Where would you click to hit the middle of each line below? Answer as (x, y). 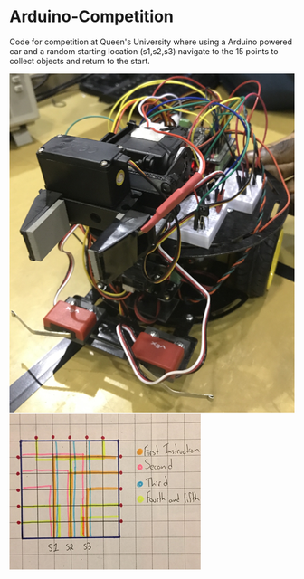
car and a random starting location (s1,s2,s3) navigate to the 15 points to (144, 51)
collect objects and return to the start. (80, 61)
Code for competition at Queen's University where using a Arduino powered (151, 42)
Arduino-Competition (92, 17)
